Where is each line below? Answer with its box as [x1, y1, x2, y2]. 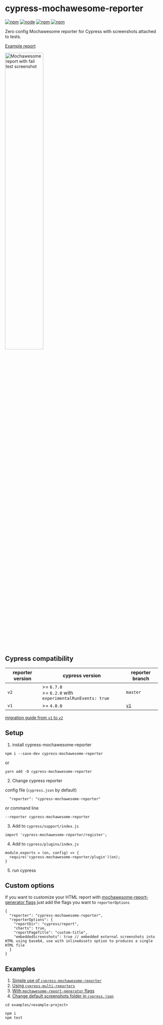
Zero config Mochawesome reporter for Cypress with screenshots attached [5, 28, 156, 34]
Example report [5, 43, 36, 49]
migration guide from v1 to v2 [5, 714, 64, 720]
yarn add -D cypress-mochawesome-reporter [5, 769, 92, 774]
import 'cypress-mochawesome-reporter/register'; [5, 832, 108, 837]
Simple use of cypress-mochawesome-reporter [12, 978, 102, 984]
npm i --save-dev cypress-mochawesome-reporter [5, 751, 103, 756]
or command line [5, 805, 39, 811]
